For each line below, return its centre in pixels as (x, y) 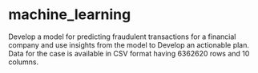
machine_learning (70, 15)
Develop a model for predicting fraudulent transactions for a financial (122, 36)
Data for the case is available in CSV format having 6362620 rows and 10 (129, 53)
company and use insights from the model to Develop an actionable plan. (129, 44)
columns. (24, 62)
